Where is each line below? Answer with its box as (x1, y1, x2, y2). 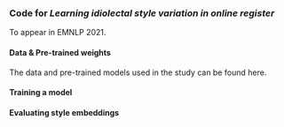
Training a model (9, 87, 73, 98)
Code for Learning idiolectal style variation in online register (9, 7, 275, 19)
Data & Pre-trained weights (9, 47, 111, 57)
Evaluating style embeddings (9, 107, 120, 117)
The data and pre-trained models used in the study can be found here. (9, 67, 267, 78)
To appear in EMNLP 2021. (9, 27, 106, 38)
